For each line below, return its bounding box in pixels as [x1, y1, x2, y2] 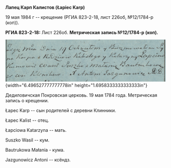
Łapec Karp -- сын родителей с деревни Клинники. [5, 107, 117, 114]
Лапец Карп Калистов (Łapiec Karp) [5, 5, 85, 10]
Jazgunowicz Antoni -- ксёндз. [5, 156, 71, 162]
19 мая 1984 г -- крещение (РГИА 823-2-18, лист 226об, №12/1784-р [5, 14, 154, 20]
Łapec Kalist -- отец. [5, 117, 49, 123]
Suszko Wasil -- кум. [5, 137, 50, 143]
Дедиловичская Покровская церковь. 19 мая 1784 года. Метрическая [5, 92, 158, 98]
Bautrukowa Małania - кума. [5, 147, 65, 153]
